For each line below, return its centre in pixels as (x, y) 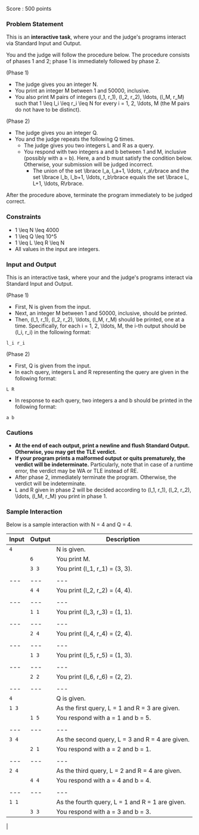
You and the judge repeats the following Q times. (75, 139)
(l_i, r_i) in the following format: (53, 332)
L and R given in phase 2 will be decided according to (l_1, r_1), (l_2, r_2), (103, 490)
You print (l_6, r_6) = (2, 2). (94, 677)
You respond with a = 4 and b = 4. (104, 781)
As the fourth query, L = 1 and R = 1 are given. (121, 802)
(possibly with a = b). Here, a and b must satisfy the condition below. (108, 158)
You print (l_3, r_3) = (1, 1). (94, 612)
